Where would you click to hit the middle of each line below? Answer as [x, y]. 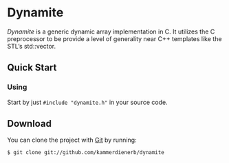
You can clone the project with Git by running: [72, 140]
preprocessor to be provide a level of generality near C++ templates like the [115, 38]
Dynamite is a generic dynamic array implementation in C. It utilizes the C [111, 32]
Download [29, 124]
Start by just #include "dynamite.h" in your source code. [87, 102]
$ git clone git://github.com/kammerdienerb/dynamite [86, 153]
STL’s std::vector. [32, 46]
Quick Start [32, 67]
